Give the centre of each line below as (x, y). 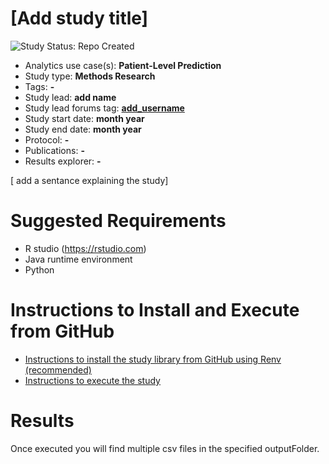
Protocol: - (47, 139)
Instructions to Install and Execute (155, 310)
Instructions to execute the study (92, 380)
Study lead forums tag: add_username (104, 108)
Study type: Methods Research (90, 76)
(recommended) (58, 369)
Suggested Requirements (118, 221)
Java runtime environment (78, 259)
